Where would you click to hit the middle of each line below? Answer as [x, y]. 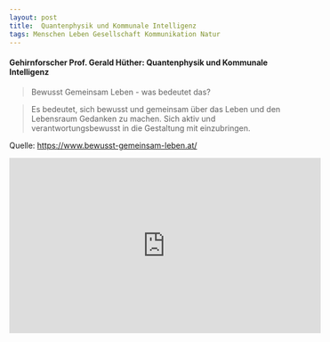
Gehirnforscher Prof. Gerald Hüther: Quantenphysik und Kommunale [139, 62]
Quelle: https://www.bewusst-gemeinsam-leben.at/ [103, 145]
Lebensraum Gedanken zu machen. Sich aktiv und [123, 118]
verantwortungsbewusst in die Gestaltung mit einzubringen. [141, 128]
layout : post [33, 17]
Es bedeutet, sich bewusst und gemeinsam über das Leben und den [156, 109]
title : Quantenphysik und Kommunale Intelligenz [103, 26]
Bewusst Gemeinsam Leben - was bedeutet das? [121, 92]
